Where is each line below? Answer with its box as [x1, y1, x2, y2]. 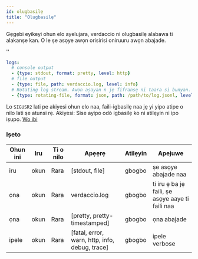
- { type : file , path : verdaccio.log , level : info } [11, 81, 138, 87]
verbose [152, 240, 176, 248]
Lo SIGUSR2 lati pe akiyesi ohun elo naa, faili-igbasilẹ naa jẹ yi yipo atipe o [6, 103, 184, 110]
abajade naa [152, 170, 187, 178]
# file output [11, 76, 46, 82]
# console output [11, 65, 54, 71]
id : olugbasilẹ [6, 8, 44, 15]
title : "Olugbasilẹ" [6, 14, 57, 20]
